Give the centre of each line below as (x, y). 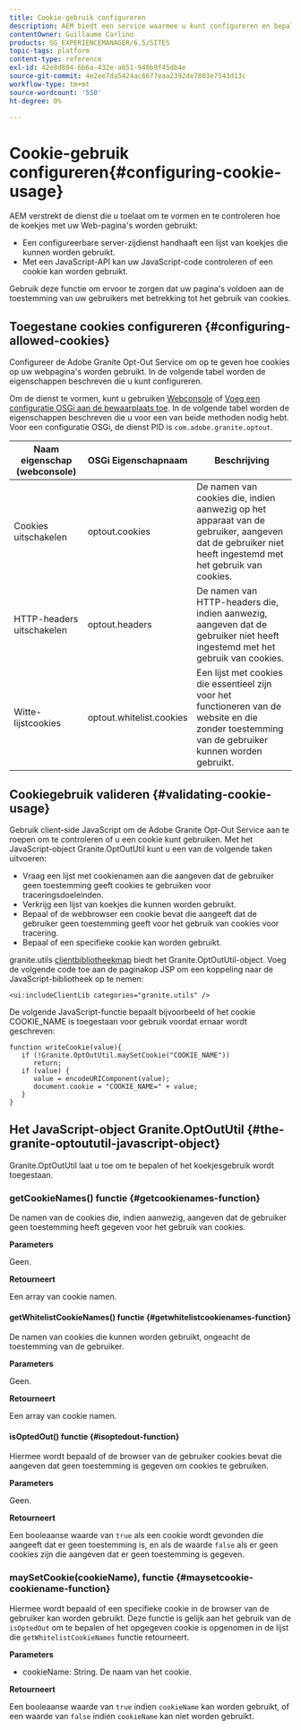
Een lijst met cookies (240, 673)
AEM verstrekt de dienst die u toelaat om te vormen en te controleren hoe (145, 216)
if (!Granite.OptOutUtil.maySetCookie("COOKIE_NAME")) (125, 1055)
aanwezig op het (232, 509)
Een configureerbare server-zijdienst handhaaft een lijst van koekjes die (155, 243)
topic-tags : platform (50, 51)
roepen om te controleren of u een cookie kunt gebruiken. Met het (131, 839)
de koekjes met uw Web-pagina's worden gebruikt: (104, 226)
